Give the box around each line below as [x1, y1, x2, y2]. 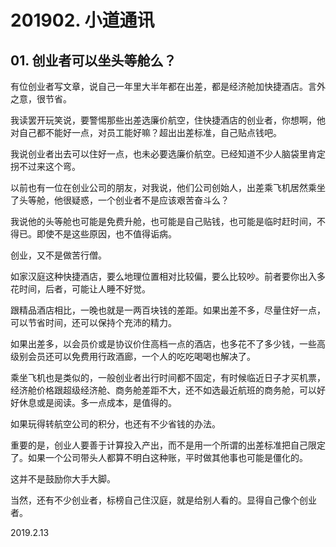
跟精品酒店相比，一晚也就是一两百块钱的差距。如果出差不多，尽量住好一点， [10, 304, 326, 316]
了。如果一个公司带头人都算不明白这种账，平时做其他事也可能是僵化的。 [10, 452, 308, 463]
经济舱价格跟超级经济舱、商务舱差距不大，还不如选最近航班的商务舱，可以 [10, 384, 317, 396]
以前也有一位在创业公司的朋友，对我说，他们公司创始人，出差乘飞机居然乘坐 [10, 182, 326, 193]
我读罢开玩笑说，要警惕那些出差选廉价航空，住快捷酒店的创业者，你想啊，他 [10, 114, 326, 126]
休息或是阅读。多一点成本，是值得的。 [18, 397, 177, 408]
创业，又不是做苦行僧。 [10, 249, 107, 261]
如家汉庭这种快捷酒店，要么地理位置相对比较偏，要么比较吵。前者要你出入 [10, 271, 317, 282]
